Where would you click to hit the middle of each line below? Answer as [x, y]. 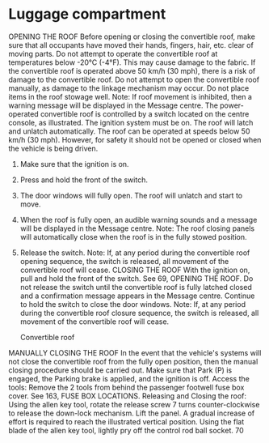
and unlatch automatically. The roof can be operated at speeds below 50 [129, 131]
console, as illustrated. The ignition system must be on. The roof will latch [131, 122]
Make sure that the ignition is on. [74, 164]
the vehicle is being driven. [53, 148]
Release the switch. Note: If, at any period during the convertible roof [135, 253]
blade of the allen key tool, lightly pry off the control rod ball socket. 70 [126, 430]
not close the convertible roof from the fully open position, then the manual [133, 361]
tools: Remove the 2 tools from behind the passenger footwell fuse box [126, 387]
